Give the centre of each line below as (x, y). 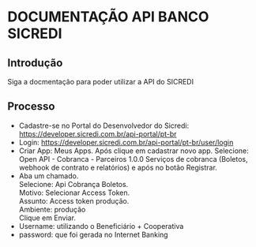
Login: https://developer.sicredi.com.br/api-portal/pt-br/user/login (126, 142)
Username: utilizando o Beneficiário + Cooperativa (101, 226)
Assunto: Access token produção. (74, 200)
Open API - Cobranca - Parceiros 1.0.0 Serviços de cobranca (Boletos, (133, 159)
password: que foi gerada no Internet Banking (93, 234)
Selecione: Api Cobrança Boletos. (73, 184)
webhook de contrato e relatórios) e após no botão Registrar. (118, 167)
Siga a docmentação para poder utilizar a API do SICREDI (101, 82)
